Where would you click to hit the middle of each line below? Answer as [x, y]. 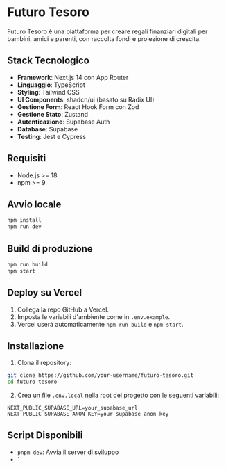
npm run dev [24, 227]
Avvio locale [34, 204]
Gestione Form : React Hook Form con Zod [78, 107]
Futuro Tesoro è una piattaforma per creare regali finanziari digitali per [107, 31]
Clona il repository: [44, 363]
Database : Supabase [47, 129]
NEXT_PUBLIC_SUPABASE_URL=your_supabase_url [72, 408]
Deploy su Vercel [45, 293]
